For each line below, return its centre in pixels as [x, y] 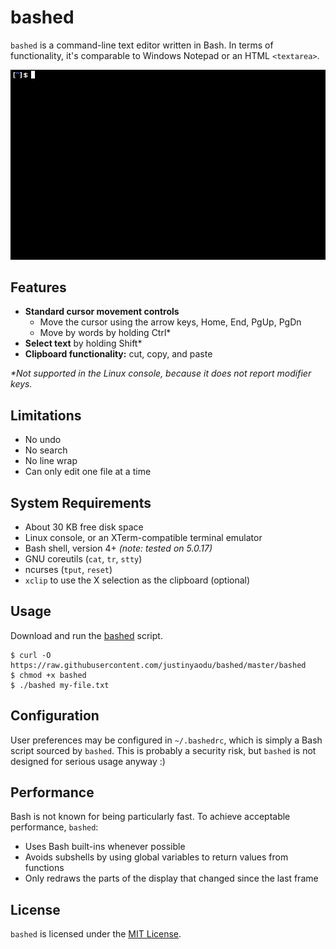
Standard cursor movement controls [102, 312]
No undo [43, 440]
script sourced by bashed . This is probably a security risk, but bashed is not [163, 750]
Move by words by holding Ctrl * [105, 333]
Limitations [46, 415]
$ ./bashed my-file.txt [60, 685]
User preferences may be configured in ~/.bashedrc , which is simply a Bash [166, 740]
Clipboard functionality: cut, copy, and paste [118, 354]
